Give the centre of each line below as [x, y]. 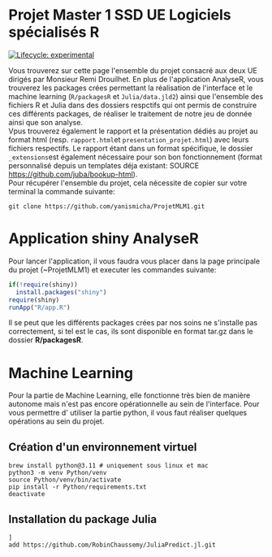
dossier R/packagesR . [46, 340]
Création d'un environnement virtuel [103, 447]
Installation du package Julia [82, 519]
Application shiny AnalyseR [104, 239]
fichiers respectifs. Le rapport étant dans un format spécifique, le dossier [131, 148]
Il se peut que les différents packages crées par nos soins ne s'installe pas [133, 323]
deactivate [27, 494]
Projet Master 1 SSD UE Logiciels [120, 15]
